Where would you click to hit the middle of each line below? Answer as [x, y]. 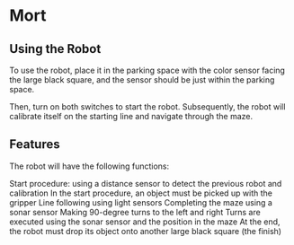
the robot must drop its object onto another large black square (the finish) [145, 231]
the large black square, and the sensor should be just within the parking [142, 80]
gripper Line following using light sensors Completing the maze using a [141, 202]
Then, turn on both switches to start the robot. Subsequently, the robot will [147, 107]
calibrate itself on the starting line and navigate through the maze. [131, 116]
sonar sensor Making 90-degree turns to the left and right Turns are [135, 212]
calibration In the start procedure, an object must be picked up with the [141, 193]
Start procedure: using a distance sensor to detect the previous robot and [146, 183]
